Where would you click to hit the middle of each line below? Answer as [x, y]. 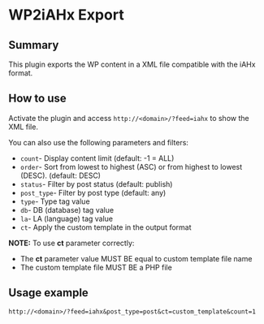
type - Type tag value [55, 201]
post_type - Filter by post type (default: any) [93, 192]
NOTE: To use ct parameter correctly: [71, 243]
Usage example [49, 293]
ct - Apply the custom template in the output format [106, 227]
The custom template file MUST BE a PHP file [96, 267]
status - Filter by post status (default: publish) [96, 184]
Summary [34, 45]
